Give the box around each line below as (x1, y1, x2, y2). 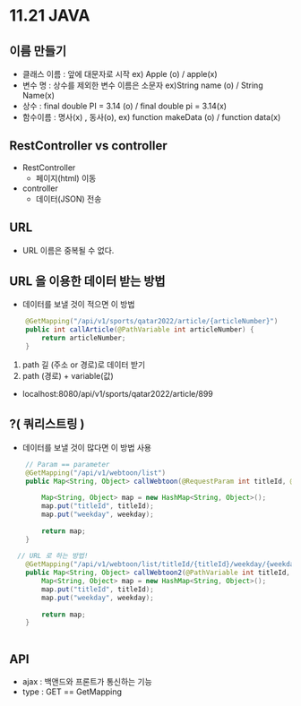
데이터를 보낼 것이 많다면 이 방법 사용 (21, 442, 152, 452)
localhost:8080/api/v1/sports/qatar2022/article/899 (21, 388, 213, 399)
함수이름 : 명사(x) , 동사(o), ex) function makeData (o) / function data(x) (21, 112, 281, 122)
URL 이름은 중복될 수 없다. (21, 245, 115, 255)
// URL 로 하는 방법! (17, 552, 89, 561)
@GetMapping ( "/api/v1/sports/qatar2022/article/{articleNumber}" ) (25, 317, 279, 326)
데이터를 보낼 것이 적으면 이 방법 (21, 299, 135, 310)
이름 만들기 (9, 43, 67, 58)
